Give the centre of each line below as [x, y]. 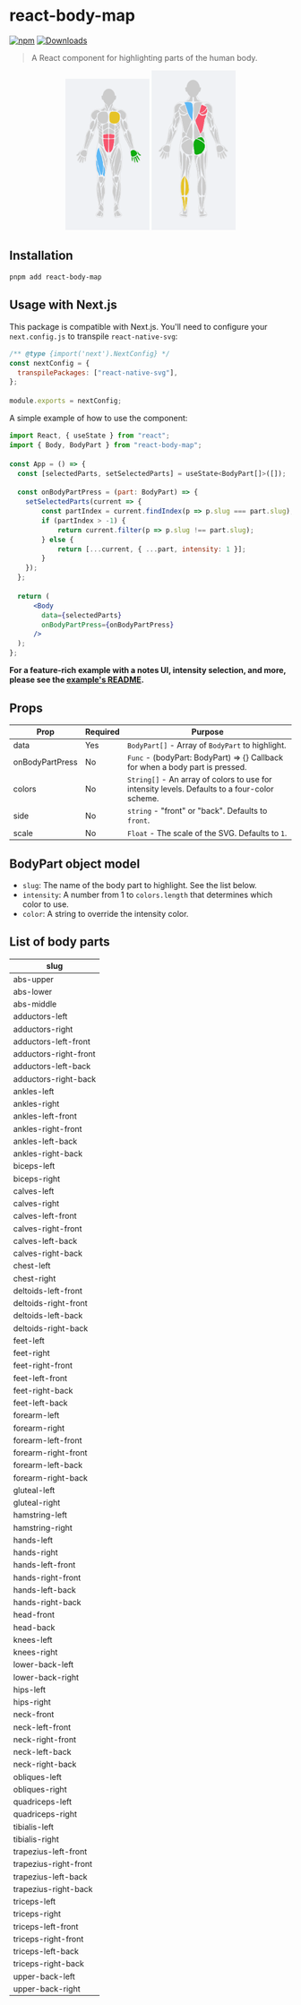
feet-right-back [43, 1390]
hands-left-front [44, 1565]
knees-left [33, 1639]
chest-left [32, 1266]
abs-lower [33, 991]
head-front [34, 1615]
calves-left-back [45, 1240]
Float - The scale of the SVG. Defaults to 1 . [207, 833]
